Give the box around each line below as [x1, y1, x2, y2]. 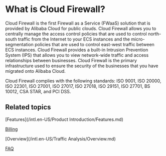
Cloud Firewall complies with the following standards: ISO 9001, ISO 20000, [5, 78, 161, 84]
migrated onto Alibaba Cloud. [5, 68, 66, 74]
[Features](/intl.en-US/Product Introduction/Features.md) [5, 116, 124, 122]
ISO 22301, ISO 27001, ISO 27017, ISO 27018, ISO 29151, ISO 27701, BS [5, 83, 150, 89]
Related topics [5, 103, 51, 111]
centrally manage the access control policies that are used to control [5, 31, 147, 37]
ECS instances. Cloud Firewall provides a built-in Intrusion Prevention [5, 47, 148, 53]
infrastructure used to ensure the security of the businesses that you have [5, 63, 159, 69]
